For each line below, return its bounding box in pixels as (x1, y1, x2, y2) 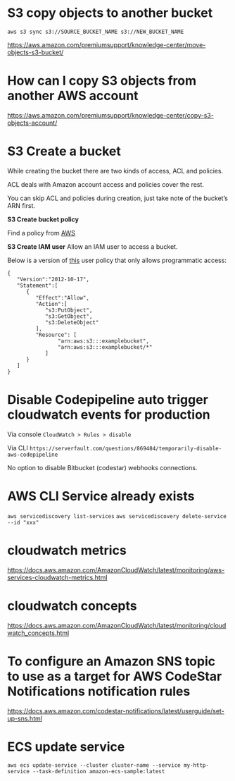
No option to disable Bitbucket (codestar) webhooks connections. (7, 463, 198, 472)
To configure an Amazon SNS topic (7, 653, 216, 669)
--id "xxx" (7, 519, 39, 526)
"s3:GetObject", (44, 312, 93, 320)
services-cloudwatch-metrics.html (7, 573, 108, 582)
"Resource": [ (35, 331, 77, 338)
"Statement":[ (16, 282, 58, 289)
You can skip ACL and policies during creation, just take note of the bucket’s (7, 194, 229, 202)
